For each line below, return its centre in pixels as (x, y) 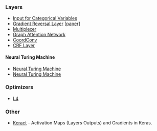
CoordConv (25, 40)
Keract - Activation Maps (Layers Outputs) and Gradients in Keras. (82, 123)
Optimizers (19, 87)
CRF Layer (24, 46)
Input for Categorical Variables (45, 18)
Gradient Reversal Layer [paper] (46, 24)
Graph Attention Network (39, 35)
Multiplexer (25, 29)
